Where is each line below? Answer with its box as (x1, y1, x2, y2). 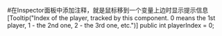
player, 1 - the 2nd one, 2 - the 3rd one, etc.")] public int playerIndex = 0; (7, 21, 215, 29)
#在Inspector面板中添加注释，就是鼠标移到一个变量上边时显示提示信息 (7, 6, 209, 14)
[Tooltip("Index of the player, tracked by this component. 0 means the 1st (7, 14, 216, 22)
